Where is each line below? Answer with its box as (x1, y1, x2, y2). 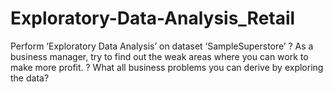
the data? (10, 72, 50, 84)
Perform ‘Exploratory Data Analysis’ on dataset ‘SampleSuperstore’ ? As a (10, 40, 314, 52)
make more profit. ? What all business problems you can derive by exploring (10, 61, 324, 73)
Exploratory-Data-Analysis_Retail (10, 7, 296, 30)
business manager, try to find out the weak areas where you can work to (10, 50, 309, 62)
